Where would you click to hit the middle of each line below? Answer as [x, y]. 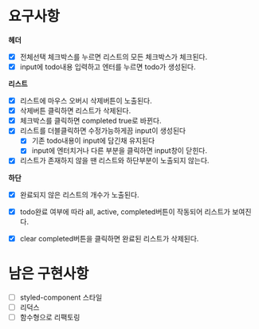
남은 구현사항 [49, 274]
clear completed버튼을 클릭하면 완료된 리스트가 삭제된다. [109, 238]
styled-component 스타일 [61, 297]
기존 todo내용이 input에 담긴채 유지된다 [93, 141]
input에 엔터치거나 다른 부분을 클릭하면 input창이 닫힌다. [120, 151]
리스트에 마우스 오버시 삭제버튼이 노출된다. [86, 101]
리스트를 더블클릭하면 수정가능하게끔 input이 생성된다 [102, 131]
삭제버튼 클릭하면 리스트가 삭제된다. [75, 111]
